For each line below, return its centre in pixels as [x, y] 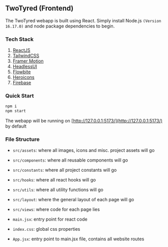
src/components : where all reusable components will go [70, 160]
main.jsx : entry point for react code [50, 219]
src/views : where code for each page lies [56, 209]
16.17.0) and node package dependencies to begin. [60, 26]
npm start [16, 111]
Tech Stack [20, 39]
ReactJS [21, 50]
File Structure [22, 139]
